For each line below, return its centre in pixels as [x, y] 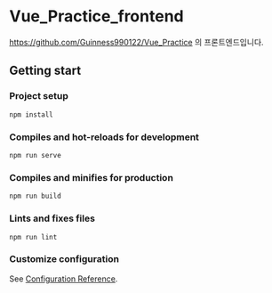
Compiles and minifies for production [91, 177]
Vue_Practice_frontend [96, 16]
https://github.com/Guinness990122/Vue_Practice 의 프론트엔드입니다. [136, 42]
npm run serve [36, 155]
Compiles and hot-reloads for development [104, 137]
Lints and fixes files [52, 218]
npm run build [36, 196]
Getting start [45, 71]
